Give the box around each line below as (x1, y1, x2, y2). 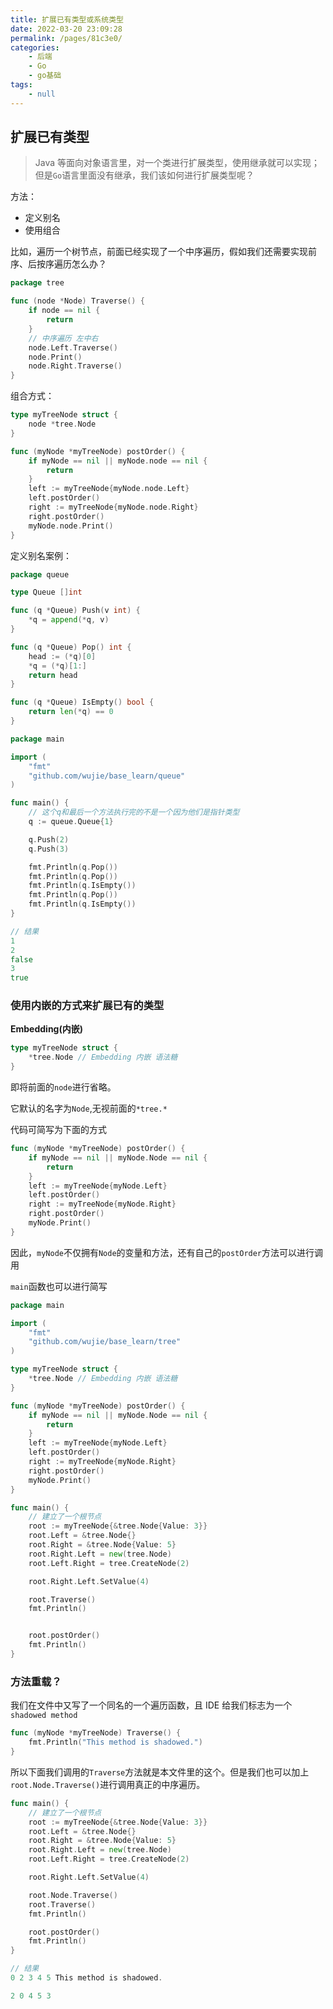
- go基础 (28, 71, 62, 81)
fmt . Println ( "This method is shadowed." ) (28, 1737, 203, 1748)
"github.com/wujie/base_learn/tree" (28, 1337, 182, 1347)
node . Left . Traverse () (28, 342, 118, 353)
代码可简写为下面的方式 (10, 1124, 107, 1136)
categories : (10, 42, 60, 53)
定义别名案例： (10, 549, 72, 561)
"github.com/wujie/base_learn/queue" (28, 771, 186, 781)
